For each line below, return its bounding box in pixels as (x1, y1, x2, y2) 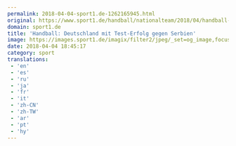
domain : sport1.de (7, 23, 61, 30)
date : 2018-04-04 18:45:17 (7, 43, 86, 50)
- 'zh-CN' (10, 102, 39, 109)
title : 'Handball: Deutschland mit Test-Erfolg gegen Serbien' (7, 29, 197, 37)
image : (7, 36, 27, 44)
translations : (7, 56, 49, 63)
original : (7, 17, 37, 24)
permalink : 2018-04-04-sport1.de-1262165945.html (7, 10, 156, 18)
